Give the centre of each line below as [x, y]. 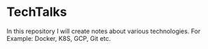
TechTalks [37, 12]
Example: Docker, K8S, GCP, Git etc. [59, 38]
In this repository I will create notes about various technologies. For [104, 31]
